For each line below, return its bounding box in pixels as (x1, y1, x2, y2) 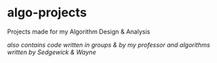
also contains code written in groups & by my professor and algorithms (7, 40, 211, 49)
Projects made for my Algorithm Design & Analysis (7, 27, 151, 36)
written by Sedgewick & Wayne (7, 48, 97, 56)
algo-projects (7, 5, 87, 21)
